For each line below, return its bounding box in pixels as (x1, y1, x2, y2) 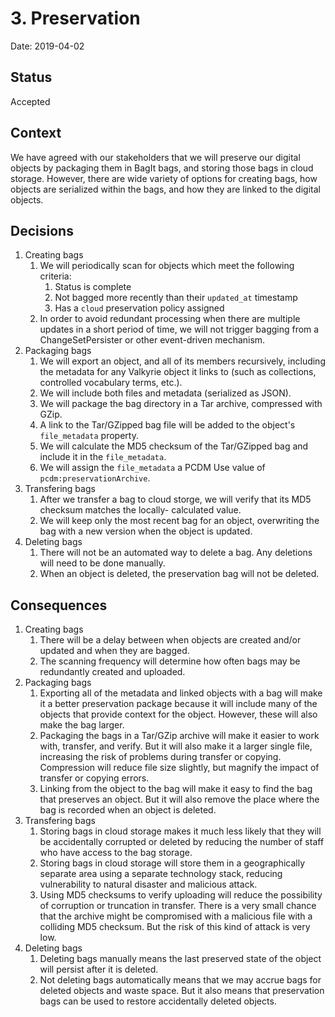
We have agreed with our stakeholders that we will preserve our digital (10, 151, 301, 163)
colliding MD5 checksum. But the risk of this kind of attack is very (39, 921, 311, 933)
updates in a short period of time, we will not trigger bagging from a (39, 323, 320, 336)
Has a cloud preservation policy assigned (54, 302, 225, 314)
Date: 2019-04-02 (10, 40, 85, 52)
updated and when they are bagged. (39, 645, 190, 657)
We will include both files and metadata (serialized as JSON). (39, 387, 292, 399)
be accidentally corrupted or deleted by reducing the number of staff (39, 836, 325, 848)
